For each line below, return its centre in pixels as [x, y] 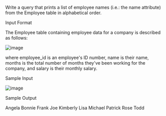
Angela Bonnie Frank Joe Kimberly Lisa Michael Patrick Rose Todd [75, 108]
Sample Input [19, 78]
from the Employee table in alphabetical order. [54, 13]
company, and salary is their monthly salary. [51, 68]
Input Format [19, 23]
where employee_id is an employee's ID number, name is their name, [77, 57]
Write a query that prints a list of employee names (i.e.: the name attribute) [83, 7]
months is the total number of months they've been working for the [75, 63]
